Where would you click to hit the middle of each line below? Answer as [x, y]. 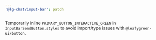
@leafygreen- [138, 28]
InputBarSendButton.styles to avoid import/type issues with [65, 28]
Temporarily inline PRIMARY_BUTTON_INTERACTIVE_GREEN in [61, 23]
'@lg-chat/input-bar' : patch [34, 9]
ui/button [15, 33]
